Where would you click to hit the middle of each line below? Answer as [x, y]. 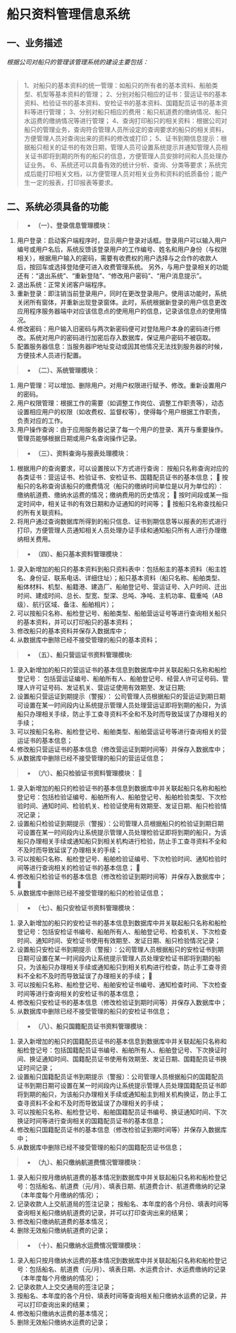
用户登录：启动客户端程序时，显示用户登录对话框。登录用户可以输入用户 [122, 240]
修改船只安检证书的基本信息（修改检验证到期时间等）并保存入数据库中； [122, 1002]
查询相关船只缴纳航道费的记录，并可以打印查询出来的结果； [103, 1212]
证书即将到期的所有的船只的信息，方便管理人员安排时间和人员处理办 [129, 155]
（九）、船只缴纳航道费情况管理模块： [88, 1162]
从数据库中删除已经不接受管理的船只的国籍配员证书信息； [100, 1147]
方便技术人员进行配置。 [51, 355]
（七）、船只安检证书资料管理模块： [85, 908]
